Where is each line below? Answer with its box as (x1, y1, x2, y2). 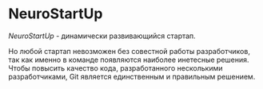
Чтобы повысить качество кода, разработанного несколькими (8, 63, 223, 72)
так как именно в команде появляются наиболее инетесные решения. (8, 55, 249, 64)
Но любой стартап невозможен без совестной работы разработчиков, (8, 46, 250, 56)
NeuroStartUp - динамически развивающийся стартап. (8, 31, 196, 41)
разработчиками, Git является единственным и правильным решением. (8, 72, 256, 81)
